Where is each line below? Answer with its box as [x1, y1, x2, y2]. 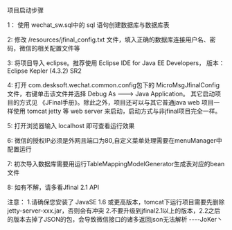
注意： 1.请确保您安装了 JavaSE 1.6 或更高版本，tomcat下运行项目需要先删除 [7, 198, 225, 206]
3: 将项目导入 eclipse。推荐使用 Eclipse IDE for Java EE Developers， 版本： [7, 59, 225, 67]
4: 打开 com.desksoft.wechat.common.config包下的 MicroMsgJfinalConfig [7, 81, 220, 89]
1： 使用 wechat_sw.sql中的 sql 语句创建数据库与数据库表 [7, 21, 170, 29]
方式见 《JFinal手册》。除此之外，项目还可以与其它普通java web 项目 [19, 98, 214, 106]
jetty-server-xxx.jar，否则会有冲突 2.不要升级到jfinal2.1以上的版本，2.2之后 [7, 206, 221, 215]
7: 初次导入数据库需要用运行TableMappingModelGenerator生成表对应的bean [7, 160, 225, 168]
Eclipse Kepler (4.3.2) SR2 [7, 67, 82, 75]
